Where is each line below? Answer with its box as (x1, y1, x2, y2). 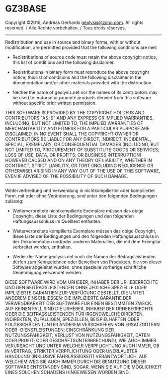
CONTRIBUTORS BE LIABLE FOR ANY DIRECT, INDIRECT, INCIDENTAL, (5, 136, 152, 142)
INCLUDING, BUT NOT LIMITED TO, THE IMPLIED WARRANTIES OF (5, 120, 143, 126)
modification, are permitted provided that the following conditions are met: (5, 44, 158, 50)
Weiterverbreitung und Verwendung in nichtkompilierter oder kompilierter (5, 188, 156, 193)
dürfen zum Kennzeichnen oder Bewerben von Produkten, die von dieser (12, 259, 162, 265)
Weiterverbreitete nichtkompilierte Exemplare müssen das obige (12, 207, 144, 213)
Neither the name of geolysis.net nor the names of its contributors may (12, 89, 158, 95)
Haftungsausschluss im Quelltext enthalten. (12, 218, 102, 224)
